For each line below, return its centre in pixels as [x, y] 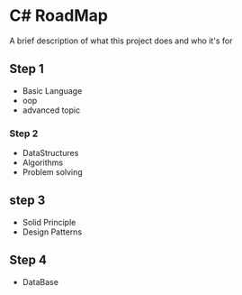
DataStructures [50, 153]
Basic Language [52, 90]
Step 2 [24, 134]
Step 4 [28, 260]
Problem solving [52, 172]
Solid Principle [49, 222]
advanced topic [51, 110]
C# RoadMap [58, 16]
